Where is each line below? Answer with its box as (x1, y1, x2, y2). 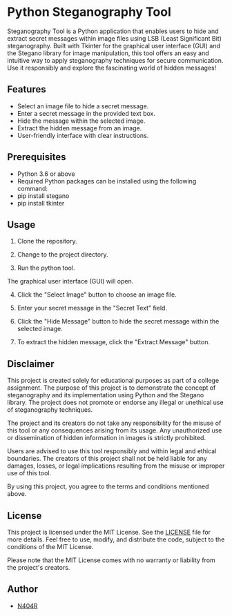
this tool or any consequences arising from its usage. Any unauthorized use (7, 426, 222, 435)
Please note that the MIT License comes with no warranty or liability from (7, 556, 215, 564)
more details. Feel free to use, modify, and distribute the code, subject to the (7, 535, 225, 544)
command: (17, 184, 48, 192)
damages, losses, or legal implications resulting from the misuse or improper (7, 461, 225, 470)
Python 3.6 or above (17, 170, 75, 178)
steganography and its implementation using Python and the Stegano (7, 391, 204, 399)
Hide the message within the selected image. (17, 117, 146, 125)
